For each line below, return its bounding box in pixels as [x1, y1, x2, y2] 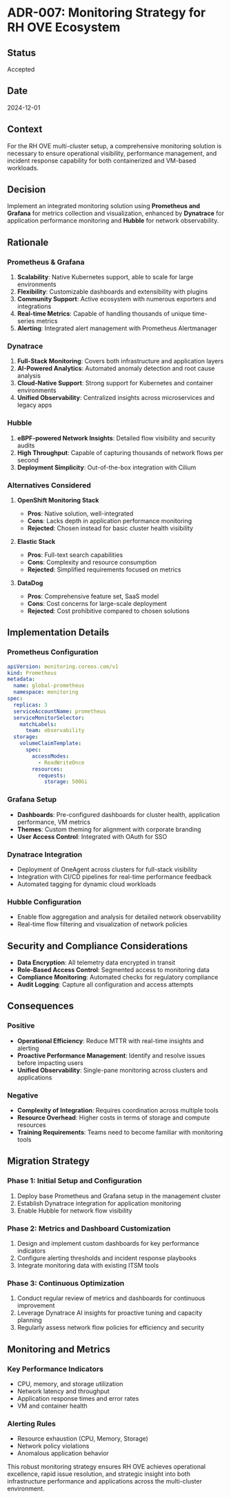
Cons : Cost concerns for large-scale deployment [27, 600, 168, 608]
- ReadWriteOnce [37, 759, 85, 766]
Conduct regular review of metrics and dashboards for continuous [17, 1294, 205, 1302]
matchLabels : [19, 720, 57, 728]
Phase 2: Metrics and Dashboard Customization [7, 1224, 171, 1233]
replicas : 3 [13, 701, 48, 708]
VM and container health [17, 1401, 88, 1410]
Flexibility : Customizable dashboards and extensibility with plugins [17, 287, 208, 296]
